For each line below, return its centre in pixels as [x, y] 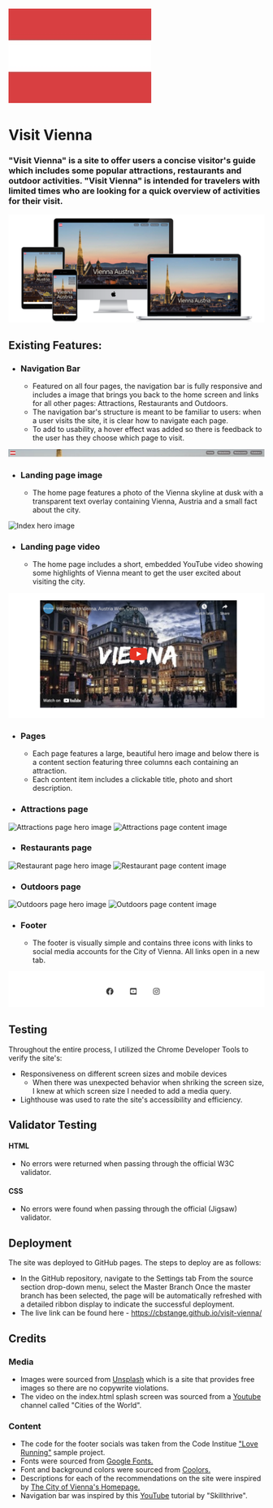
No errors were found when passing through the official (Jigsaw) [129, 1209]
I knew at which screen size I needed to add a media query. [132, 1091]
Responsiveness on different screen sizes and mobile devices [123, 1074]
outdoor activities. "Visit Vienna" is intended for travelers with [134, 181]
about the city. [56, 510]
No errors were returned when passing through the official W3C [127, 1164]
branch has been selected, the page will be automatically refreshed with [141, 1296]
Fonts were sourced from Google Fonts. [87, 1461]
